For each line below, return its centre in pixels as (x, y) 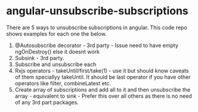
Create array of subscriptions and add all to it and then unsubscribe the (103, 89)
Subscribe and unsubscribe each (55, 64)
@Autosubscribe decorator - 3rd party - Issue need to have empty (97, 45)
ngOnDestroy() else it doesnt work (57, 51)
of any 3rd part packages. (47, 102)
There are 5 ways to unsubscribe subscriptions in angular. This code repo (97, 27)
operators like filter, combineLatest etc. (63, 83)
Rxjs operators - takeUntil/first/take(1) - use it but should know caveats (102, 70)
